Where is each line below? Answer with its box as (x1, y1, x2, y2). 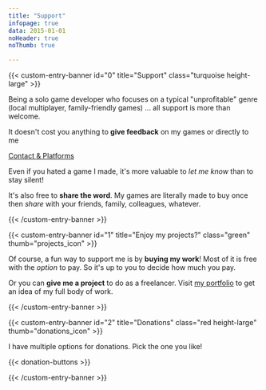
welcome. (8, 111, 41, 121)
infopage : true (8, 19, 59, 27)
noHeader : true (8, 34, 59, 42)
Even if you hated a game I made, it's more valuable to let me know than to (8, 167, 254, 176)
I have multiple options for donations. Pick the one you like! (8, 342, 203, 352)
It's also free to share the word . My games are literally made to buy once (8, 191, 248, 200)
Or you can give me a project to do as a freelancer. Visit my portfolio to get (8, 278, 256, 288)
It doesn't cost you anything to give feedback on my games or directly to (8, 127, 249, 137)
